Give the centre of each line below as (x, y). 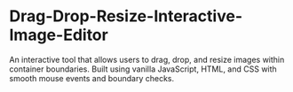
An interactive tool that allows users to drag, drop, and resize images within (147, 59)
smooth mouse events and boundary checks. (92, 78)
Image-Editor (59, 35)
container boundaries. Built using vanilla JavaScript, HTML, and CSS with (143, 69)
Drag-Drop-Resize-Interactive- (126, 16)
